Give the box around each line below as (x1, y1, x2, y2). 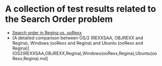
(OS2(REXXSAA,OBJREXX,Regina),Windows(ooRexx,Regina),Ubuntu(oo (12, 50, 158, 56)
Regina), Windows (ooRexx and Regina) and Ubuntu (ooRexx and (12, 40, 143, 46)
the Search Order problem (5, 14, 113, 25)
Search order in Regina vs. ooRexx (12, 30, 82, 35)
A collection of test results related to (5, 3, 156, 15)
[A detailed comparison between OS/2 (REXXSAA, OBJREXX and (12, 35, 143, 41)
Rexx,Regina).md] (12, 55, 48, 61)
